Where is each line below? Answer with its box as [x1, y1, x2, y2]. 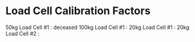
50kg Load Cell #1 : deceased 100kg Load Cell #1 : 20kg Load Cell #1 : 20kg [5, 24, 190, 31]
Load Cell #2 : [5, 30, 40, 37]
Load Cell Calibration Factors [5, 4, 151, 18]
